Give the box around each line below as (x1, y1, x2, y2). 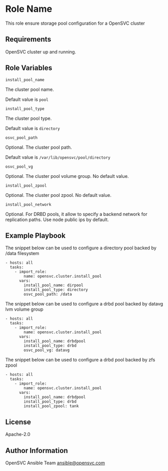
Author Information (5, 446, 68, 455)
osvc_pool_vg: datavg (24, 348, 70, 353)
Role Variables (5, 64, 52, 73)
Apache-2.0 (5, 431, 31, 438)
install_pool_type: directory (24, 287, 88, 293)
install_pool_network (5, 202, 52, 207)
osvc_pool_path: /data (24, 292, 72, 297)
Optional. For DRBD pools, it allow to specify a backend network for (5, 211, 148, 217)
